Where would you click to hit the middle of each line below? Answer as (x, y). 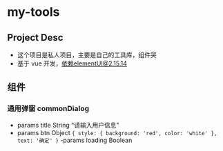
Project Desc (35, 38)
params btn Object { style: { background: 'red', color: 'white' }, (117, 132)
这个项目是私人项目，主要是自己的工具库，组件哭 (87, 55)
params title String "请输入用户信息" (68, 125)
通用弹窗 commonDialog (48, 109)
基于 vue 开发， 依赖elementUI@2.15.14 (72, 63)
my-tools (33, 12)
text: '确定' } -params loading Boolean (75, 140)
